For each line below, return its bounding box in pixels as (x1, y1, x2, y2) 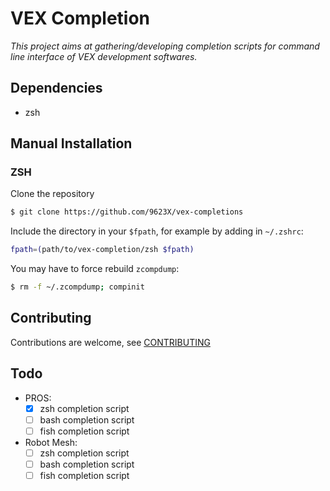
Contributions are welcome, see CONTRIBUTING (10, 336, 211, 348)
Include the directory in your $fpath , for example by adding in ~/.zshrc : (10, 225, 304, 237)
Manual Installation (10, 135, 133, 152)
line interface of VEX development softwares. (10, 50, 198, 62)
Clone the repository (10, 188, 95, 200)
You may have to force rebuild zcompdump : (10, 263, 180, 275)
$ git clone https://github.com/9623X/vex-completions (10, 207, 244, 217)
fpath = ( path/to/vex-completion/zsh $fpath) (10, 245, 195, 255)
